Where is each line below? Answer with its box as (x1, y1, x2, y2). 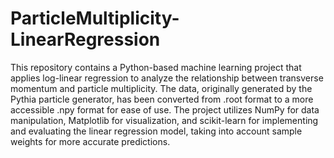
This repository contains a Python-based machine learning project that (10, 61, 302, 73)
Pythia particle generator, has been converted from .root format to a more (10, 93, 314, 105)
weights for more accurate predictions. (10, 135, 171, 147)
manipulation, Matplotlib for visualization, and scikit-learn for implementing (10, 114, 319, 126)
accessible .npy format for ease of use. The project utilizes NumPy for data (10, 103, 320, 116)
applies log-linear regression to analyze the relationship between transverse (10, 72, 324, 84)
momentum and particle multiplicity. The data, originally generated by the (10, 82, 313, 94)
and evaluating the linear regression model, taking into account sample (10, 125, 303, 137)
